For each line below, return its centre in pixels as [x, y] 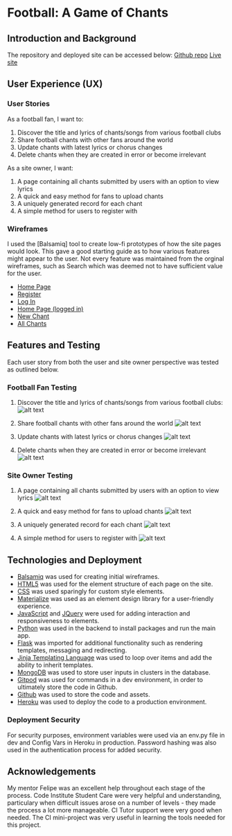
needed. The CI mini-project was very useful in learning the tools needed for [116, 818]
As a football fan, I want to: [45, 119]
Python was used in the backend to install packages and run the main [116, 628]
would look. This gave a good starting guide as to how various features [108, 251]
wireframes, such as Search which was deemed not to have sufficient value [115, 265]
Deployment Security [44, 720]
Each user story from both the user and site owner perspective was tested [113, 362]
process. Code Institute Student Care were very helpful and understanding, [114, 796]
